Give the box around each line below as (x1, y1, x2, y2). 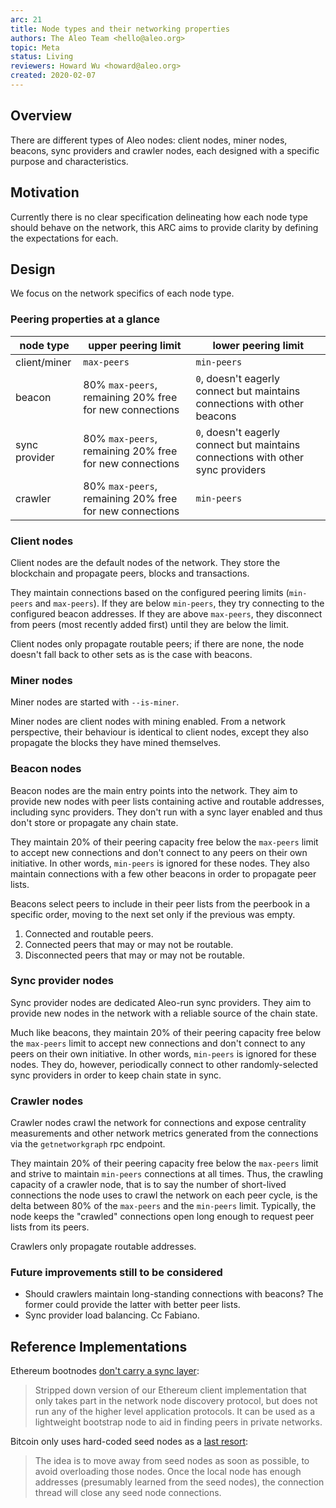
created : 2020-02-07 (10, 71, 97, 81)
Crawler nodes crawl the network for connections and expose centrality (10, 1117, 307, 1129)
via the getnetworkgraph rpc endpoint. (10, 1138, 166, 1150)
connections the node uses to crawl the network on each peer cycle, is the (10, 1189, 318, 1201)
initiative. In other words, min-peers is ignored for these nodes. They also (10, 857, 310, 869)
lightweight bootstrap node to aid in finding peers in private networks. (34, 1416, 323, 1428)
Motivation (10, 184, 80, 201)
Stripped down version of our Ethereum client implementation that (34, 1384, 307, 1396)
